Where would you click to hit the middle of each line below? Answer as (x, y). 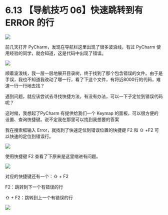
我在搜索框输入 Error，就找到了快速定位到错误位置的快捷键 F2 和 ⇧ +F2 (79, 130)
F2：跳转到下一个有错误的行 (34, 187)
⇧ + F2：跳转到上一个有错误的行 (39, 197)
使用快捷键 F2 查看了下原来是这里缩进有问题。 (53, 156)
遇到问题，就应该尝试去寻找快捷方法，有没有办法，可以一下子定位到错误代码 (84, 96)
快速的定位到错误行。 (31, 136)
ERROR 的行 (30, 23)
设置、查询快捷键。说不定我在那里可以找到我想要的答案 (62, 119)
